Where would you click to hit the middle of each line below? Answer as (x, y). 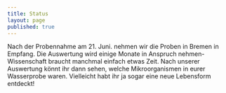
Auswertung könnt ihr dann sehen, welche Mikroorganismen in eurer (106, 69)
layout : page (26, 20)
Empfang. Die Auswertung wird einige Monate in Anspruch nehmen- (106, 54)
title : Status (28, 14)
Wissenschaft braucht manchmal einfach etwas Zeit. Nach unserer (104, 62)
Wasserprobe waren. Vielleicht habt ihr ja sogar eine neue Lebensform (109, 76)
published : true (31, 27)
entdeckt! (21, 84)
